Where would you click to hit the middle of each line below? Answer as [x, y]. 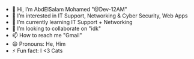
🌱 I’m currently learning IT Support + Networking [72, 22]
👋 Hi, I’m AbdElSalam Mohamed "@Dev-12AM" [69, 9]
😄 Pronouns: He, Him [39, 44]
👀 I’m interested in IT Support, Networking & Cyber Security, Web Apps [100, 16]
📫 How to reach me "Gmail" [47, 35]
